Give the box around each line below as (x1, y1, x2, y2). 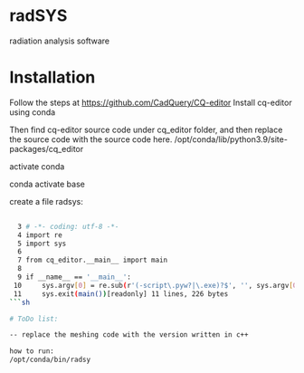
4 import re (17, 230, 63, 240)
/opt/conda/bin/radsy (9, 355, 91, 365)
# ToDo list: (9, 314, 59, 323)
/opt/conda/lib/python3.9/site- (174, 133, 288, 145)
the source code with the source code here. (9, 133, 173, 145)
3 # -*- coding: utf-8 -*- (17, 222, 119, 231)
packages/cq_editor (9, 143, 84, 154)
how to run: (9, 347, 54, 356)
